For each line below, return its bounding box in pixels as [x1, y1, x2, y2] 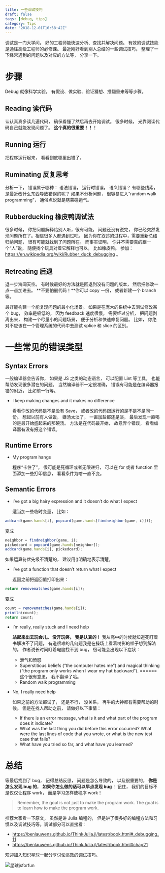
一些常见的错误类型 [5, 342, 83, 353]
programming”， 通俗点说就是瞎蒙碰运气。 [5, 197, 92, 203]
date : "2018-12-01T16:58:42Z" [5, 26, 67, 31]
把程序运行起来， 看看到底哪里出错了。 [5, 154, 84, 161]
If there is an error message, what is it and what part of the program [19, 715, 158, 721]
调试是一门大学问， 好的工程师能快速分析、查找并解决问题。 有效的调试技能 [5, 40, 159, 46]
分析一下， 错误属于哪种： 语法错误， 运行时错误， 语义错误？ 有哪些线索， [5, 184, 158, 190]
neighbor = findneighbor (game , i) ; [5, 538, 78, 542]
